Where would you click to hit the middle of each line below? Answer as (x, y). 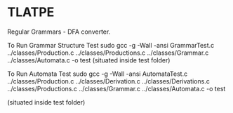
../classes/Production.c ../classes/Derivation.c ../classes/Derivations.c (109, 81)
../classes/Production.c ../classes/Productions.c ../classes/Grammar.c (108, 53)
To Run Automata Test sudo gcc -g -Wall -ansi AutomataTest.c (98, 74)
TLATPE (31, 12)
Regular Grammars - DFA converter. (59, 32)
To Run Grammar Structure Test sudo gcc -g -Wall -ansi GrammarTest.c (111, 45)
